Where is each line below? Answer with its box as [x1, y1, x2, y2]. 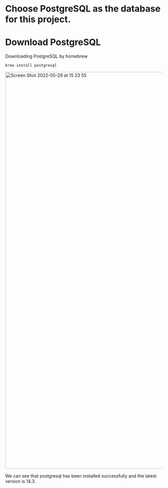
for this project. [5, 14, 71, 25]
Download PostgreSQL [5, 37, 101, 48]
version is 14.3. [5, 478, 36, 484]
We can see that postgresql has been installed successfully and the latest [5, 473, 156, 479]
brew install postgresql [5, 63, 57, 68]
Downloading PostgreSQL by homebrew [5, 53, 88, 59]
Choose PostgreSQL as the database [5, 3, 161, 15]
